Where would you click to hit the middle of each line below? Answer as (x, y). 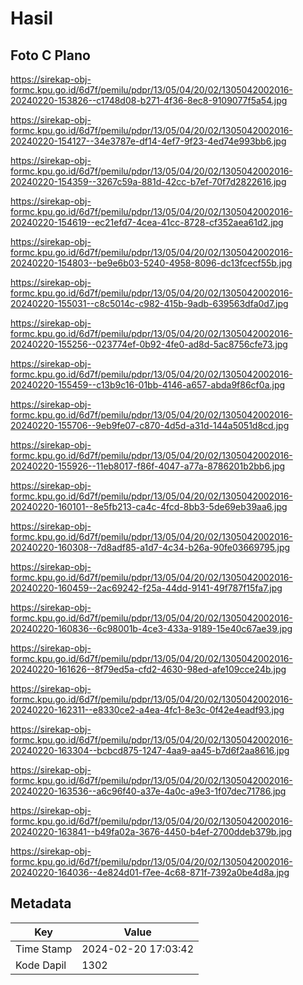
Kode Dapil (41, 965)
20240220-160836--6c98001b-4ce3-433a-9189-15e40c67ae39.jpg (151, 628)
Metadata (41, 903)
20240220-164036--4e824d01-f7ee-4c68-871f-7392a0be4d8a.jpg (150, 872)
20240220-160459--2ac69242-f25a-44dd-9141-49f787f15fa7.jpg (146, 588)
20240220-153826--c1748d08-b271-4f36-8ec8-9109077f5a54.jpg (149, 100)
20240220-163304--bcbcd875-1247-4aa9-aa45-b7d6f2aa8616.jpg (150, 750)
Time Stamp (44, 949)
